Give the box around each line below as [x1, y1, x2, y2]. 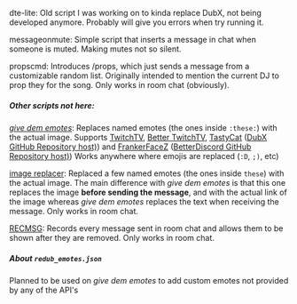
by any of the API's [9, 284, 79, 295]
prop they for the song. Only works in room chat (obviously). [9, 80, 231, 90]
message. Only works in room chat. [9, 205, 139, 216]
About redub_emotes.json [9, 252, 102, 263]
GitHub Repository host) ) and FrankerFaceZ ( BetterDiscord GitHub [9, 141, 252, 152]
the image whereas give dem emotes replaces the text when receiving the [9, 196, 279, 207]
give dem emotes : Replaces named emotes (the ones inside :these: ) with [9, 122, 277, 132]
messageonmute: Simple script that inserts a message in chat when [9, 35, 257, 44]
